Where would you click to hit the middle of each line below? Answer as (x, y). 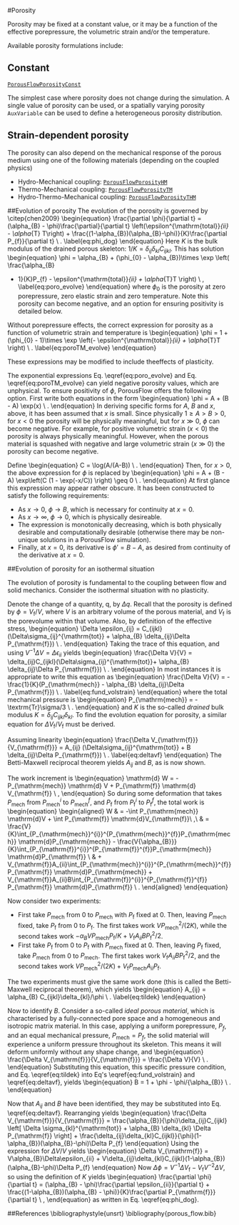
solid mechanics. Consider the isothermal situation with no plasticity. (108, 590)
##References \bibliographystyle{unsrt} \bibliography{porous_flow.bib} (112, 1213)
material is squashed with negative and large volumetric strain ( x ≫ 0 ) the (116, 444)
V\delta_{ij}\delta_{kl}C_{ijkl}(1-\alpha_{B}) (164, 1159)
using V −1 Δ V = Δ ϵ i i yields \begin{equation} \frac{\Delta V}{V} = (100, 653)
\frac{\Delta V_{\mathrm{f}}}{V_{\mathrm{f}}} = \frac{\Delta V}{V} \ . (108, 1059)
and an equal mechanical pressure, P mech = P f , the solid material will (108, 1036)
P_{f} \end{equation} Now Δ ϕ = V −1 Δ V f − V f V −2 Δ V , (151, 1168)
